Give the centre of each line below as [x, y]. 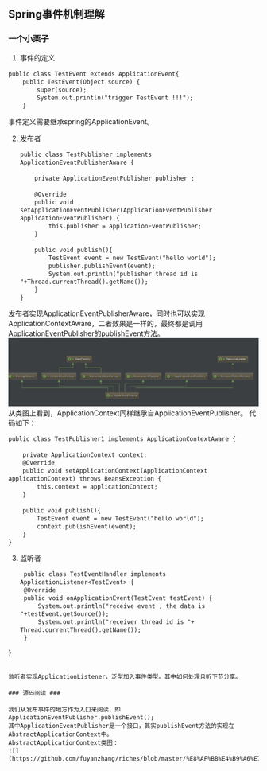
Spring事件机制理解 [56, 14]
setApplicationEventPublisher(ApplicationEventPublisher [116, 210]
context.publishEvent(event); [87, 527]
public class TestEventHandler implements [95, 574]
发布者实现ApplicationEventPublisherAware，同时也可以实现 [106, 313]
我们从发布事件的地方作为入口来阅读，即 [64, 710]
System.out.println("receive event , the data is [122, 606]
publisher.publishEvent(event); [102, 266]
